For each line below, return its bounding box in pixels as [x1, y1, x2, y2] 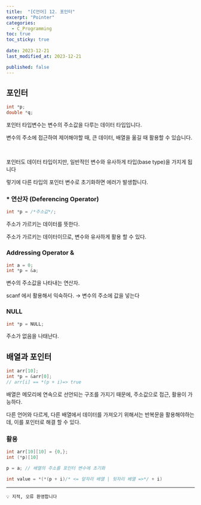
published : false [6, 64, 50, 70]
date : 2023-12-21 [6, 48, 50, 54]
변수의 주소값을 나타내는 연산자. [6, 279, 80, 286]
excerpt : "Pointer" [6, 14, 55, 20]
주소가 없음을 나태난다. [6, 332, 59, 340]
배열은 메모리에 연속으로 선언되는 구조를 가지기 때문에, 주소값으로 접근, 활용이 [6, 391, 187, 398]
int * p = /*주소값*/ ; [6, 209, 57, 215]
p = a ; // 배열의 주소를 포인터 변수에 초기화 [6, 465, 106, 471]
